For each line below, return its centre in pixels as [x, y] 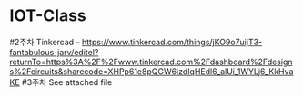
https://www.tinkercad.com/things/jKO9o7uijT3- [172, 42]
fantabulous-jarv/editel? [54, 52]
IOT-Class [48, 16]
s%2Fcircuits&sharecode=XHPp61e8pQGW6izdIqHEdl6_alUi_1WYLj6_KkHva [151, 71]
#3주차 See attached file [67, 82]
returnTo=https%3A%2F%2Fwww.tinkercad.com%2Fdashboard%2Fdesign [151, 62]
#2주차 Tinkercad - [45, 42]
